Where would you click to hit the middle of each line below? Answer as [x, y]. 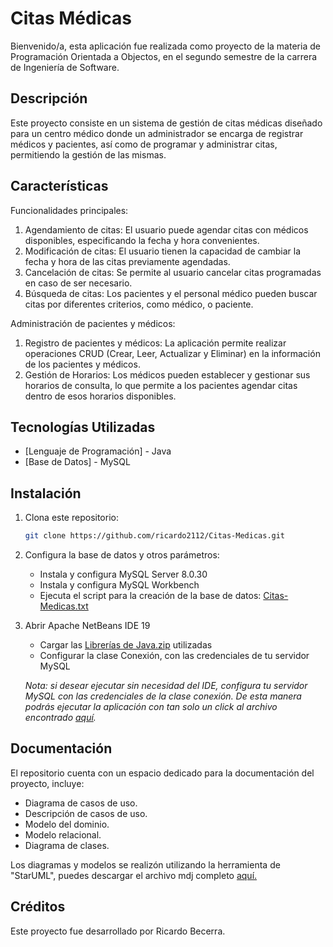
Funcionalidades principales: [69, 210]
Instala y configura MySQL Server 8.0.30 [123, 574]
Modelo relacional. [63, 834]
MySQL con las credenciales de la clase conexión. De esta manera [163, 696]
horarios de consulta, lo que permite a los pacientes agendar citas [161, 385]
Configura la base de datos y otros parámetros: [122, 555]
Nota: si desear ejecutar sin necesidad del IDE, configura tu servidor [166, 686]
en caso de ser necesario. [78, 283]
